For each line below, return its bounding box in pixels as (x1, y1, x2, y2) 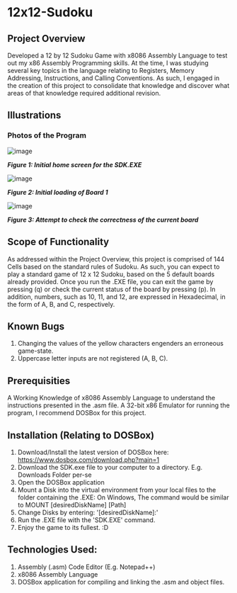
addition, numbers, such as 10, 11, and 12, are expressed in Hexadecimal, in (7, 292, 226, 301)
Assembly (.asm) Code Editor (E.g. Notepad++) (17, 563, 156, 571)
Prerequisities (7, 375, 71, 387)
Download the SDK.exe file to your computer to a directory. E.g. (17, 463, 203, 471)
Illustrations (7, 109, 62, 121)
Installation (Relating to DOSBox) (7, 429, 155, 441)
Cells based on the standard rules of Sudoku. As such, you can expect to (7, 262, 220, 271)
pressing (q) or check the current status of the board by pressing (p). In (7, 285, 216, 293)
